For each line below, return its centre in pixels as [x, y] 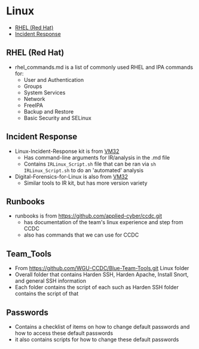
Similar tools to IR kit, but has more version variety [85, 183]
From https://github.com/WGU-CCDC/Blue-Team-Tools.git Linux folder [102, 268]
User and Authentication [54, 79]
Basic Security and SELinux [57, 118]
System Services [45, 92]
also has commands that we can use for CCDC [81, 235]
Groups [33, 86]
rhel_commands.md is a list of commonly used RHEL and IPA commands [104, 67]
